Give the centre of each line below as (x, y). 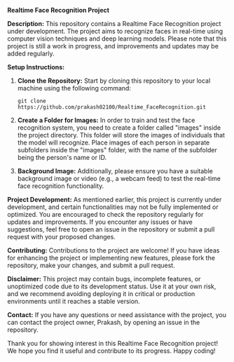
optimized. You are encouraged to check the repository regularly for (105, 214)
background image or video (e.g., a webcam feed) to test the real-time (119, 179)
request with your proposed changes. (61, 237)
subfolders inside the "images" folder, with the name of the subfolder (117, 150)
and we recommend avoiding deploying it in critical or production (101, 294)
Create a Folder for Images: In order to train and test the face (106, 120)
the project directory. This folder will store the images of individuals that (121, 135)
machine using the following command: (74, 88)
